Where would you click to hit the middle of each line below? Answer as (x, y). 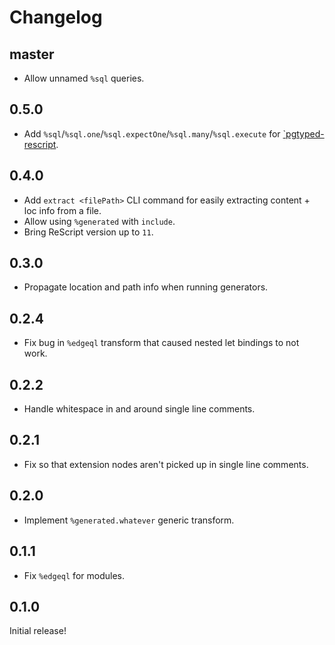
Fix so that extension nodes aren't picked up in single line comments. (166, 464)
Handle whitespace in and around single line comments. (139, 409)
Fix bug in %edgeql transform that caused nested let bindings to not (161, 343)
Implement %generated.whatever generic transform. (129, 520)
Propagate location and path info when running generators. (146, 287)
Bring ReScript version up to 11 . (88, 232)
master (32, 54)
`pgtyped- (303, 133)
